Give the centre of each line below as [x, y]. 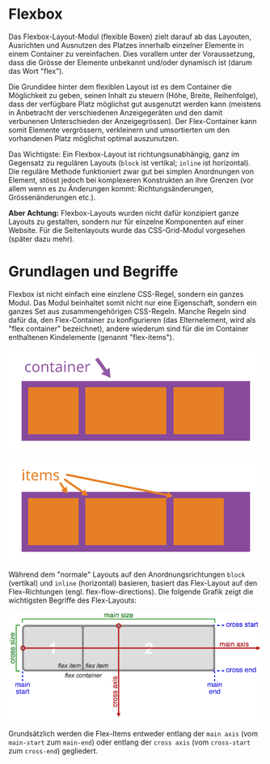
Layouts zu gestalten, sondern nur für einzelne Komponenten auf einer [126, 221]
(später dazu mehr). [42, 238]
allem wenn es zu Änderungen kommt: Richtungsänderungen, [111, 188]
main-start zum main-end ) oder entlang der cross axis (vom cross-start [129, 742]
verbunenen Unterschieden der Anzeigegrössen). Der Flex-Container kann [133, 121]
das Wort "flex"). [36, 71]
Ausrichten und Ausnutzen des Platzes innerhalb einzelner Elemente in [126, 45]
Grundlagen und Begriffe [93, 272]
